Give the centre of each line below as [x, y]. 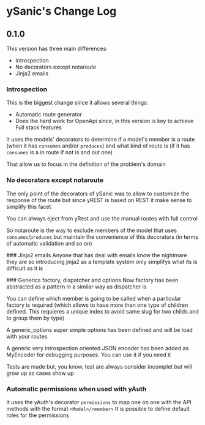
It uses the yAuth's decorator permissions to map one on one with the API [99, 402]
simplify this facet [29, 206]
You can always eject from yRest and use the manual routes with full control [102, 218]
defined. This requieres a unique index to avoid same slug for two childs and [102, 311]
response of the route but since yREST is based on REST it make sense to [99, 200]
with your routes [27, 336]
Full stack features [39, 127]
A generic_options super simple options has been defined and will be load [99, 329]
